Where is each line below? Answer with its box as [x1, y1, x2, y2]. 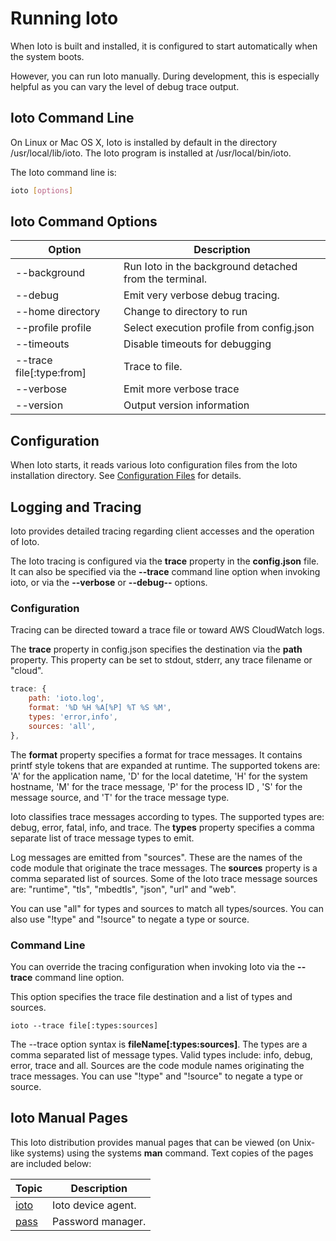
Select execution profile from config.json [123, 321, 315, 335]
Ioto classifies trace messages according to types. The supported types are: [10, 810, 325, 822]
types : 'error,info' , [28, 712, 118, 722]
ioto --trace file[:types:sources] [10, 1020, 159, 1031]
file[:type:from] [15, 366, 87, 380]
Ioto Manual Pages [10, 1110, 128, 1127]
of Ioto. [10, 536, 40, 548]
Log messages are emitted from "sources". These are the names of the [10, 851, 303, 863]
